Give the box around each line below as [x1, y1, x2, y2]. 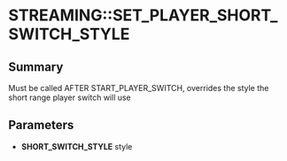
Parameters [8, 118, 74, 133]
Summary [8, 59, 64, 74]
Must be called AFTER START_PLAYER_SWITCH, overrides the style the [8, 83, 269, 93]
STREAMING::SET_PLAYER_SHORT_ [8, 5, 278, 26]
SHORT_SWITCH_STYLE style [20, 141, 133, 151]
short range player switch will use [8, 92, 132, 103]
